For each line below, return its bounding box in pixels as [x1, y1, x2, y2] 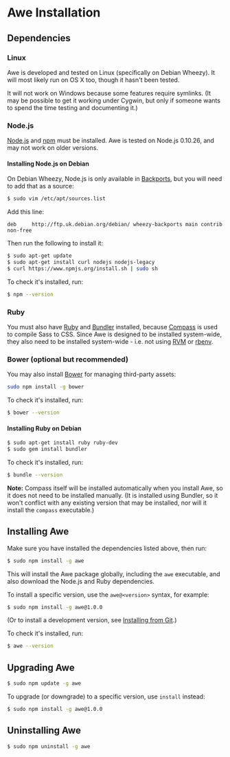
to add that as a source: [7, 182, 74, 190]
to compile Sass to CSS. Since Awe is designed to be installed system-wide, [7, 330, 222, 338]
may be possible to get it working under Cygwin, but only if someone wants [7, 96, 221, 105]
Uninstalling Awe [7, 725, 81, 736]
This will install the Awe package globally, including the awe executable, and [7, 569, 221, 578]
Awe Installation [7, 5, 101, 21]
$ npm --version [7, 291, 54, 298]
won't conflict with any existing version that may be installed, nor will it [7, 498, 207, 507]
